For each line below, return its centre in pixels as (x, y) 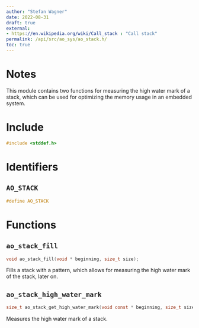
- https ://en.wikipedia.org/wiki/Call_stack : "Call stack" (82, 34)
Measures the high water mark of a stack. (57, 319)
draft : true (21, 23)
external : (18, 28)
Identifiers (32, 167)
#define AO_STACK (28, 201)
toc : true (18, 45)
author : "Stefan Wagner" (37, 12)
